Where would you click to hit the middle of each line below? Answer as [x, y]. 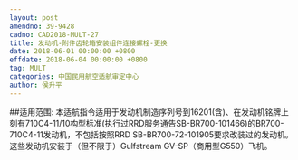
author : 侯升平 [36, 85]
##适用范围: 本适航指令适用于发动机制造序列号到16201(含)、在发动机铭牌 [145, 112]
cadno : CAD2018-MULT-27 [54, 34]
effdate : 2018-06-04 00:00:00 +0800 [78, 60]
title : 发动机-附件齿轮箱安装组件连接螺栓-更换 [88, 43]
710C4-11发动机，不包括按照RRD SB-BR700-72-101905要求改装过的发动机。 [151, 134]
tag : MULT [28, 69]
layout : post [34, 18]
